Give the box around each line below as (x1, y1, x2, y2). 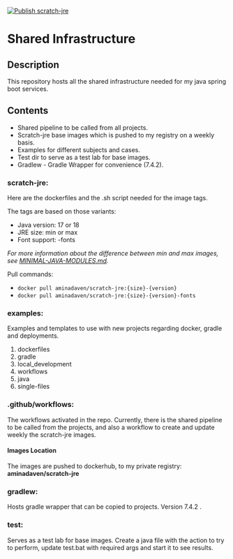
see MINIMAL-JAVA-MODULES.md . (7, 257, 109, 265)
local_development (17, 360, 72, 368)
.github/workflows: (7, 400, 75, 410)
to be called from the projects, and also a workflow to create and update (7, 423, 215, 431)
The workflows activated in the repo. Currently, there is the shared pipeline (7, 415, 223, 424)
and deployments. (7, 331, 59, 340)
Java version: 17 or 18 (17, 221, 80, 230)
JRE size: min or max (17, 228, 78, 237)
